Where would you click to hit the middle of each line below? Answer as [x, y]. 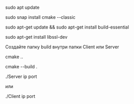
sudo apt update [22, 7]
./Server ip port [21, 76]
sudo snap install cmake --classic [40, 17]
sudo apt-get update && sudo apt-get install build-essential [67, 27]
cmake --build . [21, 67]
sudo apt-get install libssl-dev [36, 37]
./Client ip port [20, 96]
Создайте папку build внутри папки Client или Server [62, 47]
